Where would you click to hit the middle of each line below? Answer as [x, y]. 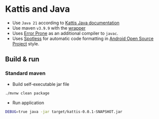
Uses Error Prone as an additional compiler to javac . [65, 33]
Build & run [22, 59]
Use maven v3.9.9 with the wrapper [49, 28]
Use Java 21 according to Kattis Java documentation [66, 23]
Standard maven [25, 74]
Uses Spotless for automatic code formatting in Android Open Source [83, 39]
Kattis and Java [38, 9]
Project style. [26, 43]
